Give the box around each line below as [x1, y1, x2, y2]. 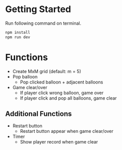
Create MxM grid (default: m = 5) [12, 68, 82, 74]
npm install [5, 30, 30, 35]
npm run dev [5, 34, 30, 40]
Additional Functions [5, 110, 72, 118]
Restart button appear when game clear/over [20, 128, 113, 134]
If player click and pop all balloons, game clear [20, 95, 117, 101]
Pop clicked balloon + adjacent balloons [20, 79, 103, 85]
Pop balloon [12, 73, 38, 80]
